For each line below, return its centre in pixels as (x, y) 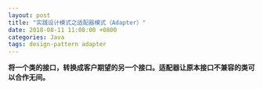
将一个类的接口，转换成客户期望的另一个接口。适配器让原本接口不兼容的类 (128, 68)
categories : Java (36, 37)
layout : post (29, 15)
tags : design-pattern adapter (58, 44)
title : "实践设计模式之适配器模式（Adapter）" (77, 23)
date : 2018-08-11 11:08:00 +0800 (63, 30)
